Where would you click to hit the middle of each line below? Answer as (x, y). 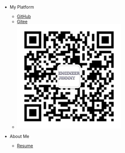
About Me (20, 136)
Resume (25, 146)
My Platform (22, 7)
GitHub (24, 16)
